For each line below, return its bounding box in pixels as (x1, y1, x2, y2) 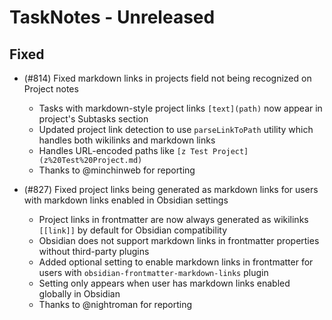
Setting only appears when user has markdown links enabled (38, 277, 291, 289)
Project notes (23, 83, 79, 95)
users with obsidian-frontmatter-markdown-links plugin (38, 267, 269, 278)
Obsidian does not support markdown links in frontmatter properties (38, 235, 320, 246)
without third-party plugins (38, 246, 150, 257)
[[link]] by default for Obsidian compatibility (38, 224, 227, 236)
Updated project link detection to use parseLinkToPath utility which (38, 124, 314, 135)
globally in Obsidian (38, 288, 121, 300)
